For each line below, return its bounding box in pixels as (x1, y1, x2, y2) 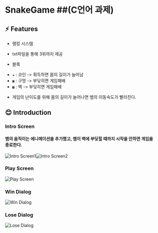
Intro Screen (5, 123, 35, 130)
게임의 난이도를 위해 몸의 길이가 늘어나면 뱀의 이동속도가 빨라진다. (12, 94, 137, 100)
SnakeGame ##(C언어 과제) (5, 4, 114, 16)
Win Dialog (5, 188, 32, 195)
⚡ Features (5, 25, 38, 33)
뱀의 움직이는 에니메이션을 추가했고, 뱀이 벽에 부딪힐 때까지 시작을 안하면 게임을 (5, 136, 154, 142)
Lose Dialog (5, 212, 33, 218)
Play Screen (5, 165, 34, 172)
